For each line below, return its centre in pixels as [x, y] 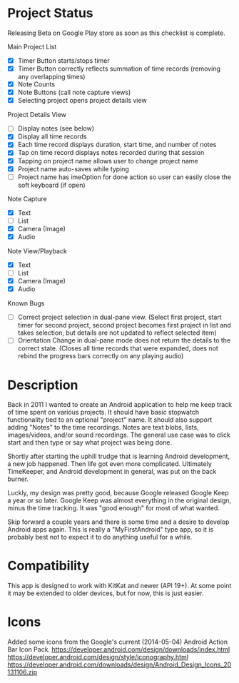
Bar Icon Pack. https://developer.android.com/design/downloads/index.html [119, 649]
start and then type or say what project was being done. [90, 442]
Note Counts [36, 84]
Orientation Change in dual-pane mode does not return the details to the [124, 340]
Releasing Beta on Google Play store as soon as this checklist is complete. [117, 33]
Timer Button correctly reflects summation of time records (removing [119, 69]
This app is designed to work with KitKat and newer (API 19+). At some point [119, 586]
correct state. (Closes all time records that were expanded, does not [118, 348]
